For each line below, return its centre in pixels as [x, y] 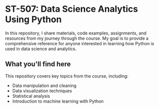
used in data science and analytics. [41, 49]
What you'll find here [38, 64]
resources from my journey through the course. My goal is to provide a [77, 38]
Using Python [33, 19]
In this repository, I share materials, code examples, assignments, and [76, 33]
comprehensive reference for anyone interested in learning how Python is [80, 43]
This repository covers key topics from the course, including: [67, 76]
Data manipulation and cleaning [44, 85]
